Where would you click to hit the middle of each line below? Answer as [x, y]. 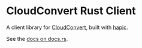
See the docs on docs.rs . [37, 39]
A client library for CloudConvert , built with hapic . [67, 27]
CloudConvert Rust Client [71, 11]
